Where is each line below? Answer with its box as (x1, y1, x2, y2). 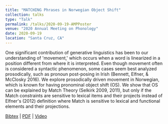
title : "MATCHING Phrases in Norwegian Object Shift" (5, 7, 121, 13)
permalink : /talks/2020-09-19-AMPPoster (5, 21, 92, 27)
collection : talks (5, 12, 44, 17)
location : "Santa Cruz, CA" (5, 36, 65, 41)
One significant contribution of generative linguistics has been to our (5, 49, 148, 56)
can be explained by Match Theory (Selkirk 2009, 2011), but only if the (5, 87, 152, 93)
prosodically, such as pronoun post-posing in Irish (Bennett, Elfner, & (5, 71, 149, 77)
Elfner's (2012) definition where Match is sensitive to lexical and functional (5, 98, 160, 104)
